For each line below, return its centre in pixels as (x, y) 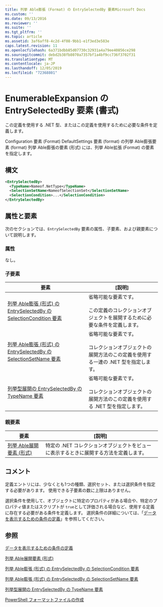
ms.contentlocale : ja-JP (30, 64)
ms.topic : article (24, 37)
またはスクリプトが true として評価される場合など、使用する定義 (90, 506)
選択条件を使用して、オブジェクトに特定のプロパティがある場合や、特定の (79, 501)
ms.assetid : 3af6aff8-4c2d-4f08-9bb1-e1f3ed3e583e (57, 41)
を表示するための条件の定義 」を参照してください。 (56, 519)
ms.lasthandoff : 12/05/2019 (33, 69)
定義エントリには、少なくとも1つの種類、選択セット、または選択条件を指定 (80, 484)
